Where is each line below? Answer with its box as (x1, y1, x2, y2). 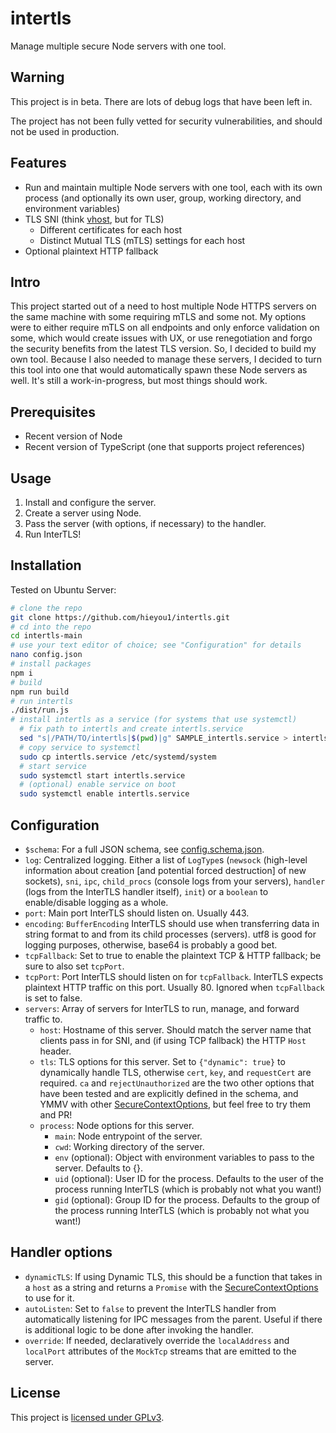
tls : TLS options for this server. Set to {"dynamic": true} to (39, 1056, 286, 1067)
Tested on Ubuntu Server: (10, 583, 117, 596)
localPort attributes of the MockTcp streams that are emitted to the (24, 1345, 297, 1357)
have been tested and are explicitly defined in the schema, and (39, 1088, 299, 1099)
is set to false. (24, 992, 83, 1004)
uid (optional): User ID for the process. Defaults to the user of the (54, 1173, 324, 1184)
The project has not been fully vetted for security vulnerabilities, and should (10, 115, 323, 127)
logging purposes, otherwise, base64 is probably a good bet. (24, 939, 278, 951)
